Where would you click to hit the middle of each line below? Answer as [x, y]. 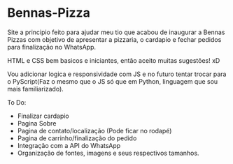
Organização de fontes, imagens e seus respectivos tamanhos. [108, 153]
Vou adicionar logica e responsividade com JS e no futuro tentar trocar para [117, 74]
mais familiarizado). [36, 89]
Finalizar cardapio [43, 116]
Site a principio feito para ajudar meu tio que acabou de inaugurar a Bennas [116, 32]
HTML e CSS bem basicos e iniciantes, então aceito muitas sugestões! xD [114, 60]
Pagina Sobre [37, 123]
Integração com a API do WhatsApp [69, 145]
